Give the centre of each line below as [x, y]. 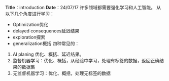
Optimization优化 [30, 25]
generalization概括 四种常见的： [46, 44]
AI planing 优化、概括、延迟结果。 [48, 54]
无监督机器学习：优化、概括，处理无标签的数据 [61, 73]
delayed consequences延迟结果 [46, 31]
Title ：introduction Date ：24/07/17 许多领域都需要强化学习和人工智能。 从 [83, 7]
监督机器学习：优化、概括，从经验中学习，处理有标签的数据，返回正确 [86, 60]
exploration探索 [29, 37]
